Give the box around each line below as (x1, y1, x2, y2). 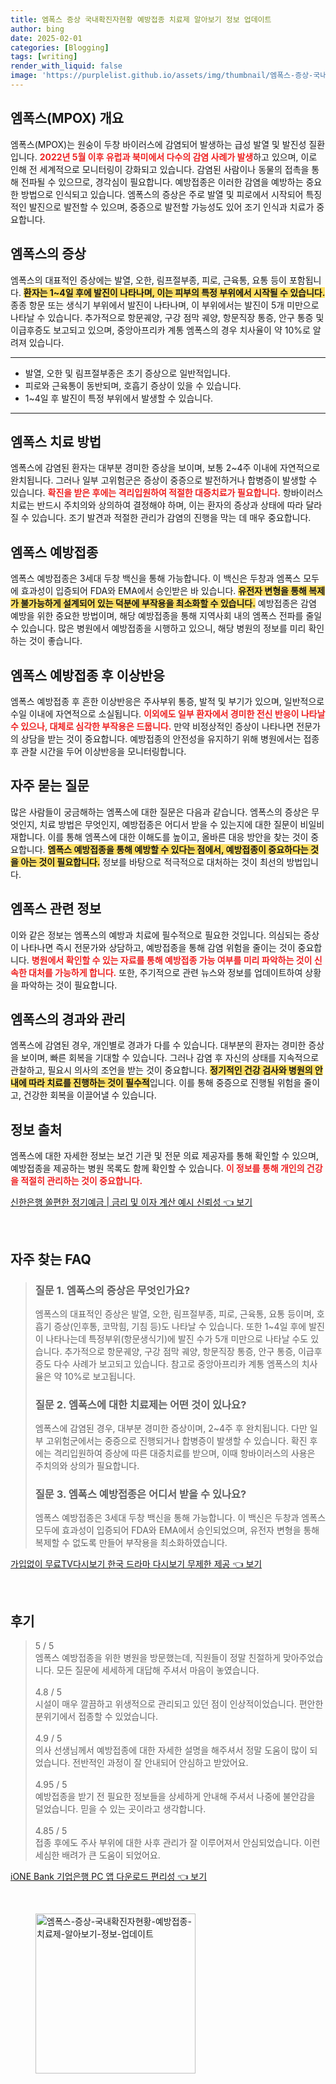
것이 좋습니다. (28, 635, 83, 647)
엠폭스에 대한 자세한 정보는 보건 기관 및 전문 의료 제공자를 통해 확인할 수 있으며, (10, 1150, 320, 1162)
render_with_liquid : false (10, 61, 123, 71)
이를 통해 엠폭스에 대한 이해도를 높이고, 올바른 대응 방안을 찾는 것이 (47, 831, 309, 843)
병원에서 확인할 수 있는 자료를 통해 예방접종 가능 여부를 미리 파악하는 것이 (31, 954, 313, 966)
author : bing (10, 24, 65, 34)
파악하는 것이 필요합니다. (20, 979, 118, 991)
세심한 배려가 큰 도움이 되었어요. (34, 1849, 161, 1861)
